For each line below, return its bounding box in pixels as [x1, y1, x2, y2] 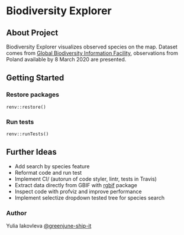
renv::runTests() [6, 131, 49, 137]
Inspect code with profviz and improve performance [14, 188, 142, 195]
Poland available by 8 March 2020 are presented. [6, 56, 127, 63]
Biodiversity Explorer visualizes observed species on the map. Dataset [6, 43, 177, 50]
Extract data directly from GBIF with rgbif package [14, 181, 137, 188]
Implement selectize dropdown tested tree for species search [14, 194, 165, 201]
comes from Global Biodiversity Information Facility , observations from [6, 50, 179, 57]
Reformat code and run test [14, 169, 82, 176]
